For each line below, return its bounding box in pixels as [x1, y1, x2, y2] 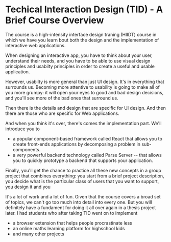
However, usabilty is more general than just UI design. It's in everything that [5, 78, 164, 85]
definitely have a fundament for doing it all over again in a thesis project [5, 204, 156, 211]
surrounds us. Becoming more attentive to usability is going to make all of [5, 84, 160, 90]
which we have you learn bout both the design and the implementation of [5, 37, 159, 43]
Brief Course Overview [5, 14, 104, 26]
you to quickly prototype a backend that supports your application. [12, 157, 153, 164]
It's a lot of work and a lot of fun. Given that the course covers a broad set [5, 193, 161, 199]
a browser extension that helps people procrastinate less [12, 219, 133, 226]
